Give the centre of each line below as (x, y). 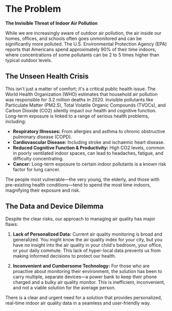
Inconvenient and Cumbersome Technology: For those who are (81, 266)
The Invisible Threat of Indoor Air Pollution (52, 23)
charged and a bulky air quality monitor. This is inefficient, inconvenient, (89, 282)
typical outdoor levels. (29, 60)
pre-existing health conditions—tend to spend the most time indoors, (78, 184)
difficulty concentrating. (38, 158)
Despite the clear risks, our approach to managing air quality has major (80, 219)
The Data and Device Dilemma (54, 206)
